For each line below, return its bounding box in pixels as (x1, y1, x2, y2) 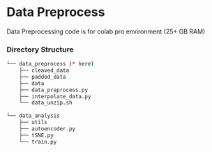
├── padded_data (19, 73, 67, 80)
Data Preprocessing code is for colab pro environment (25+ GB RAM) (6, 27, 206, 36)
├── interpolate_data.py (19, 93, 91, 100)
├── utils (19, 119, 48, 126)
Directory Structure (6, 45, 74, 54)
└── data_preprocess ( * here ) (6, 61, 95, 68)
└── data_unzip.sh (19, 99, 73, 107)
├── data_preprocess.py (19, 86, 89, 93)
